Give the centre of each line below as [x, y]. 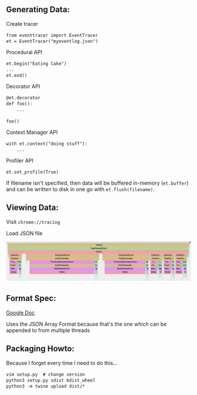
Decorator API [23, 86]
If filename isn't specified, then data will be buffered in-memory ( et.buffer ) [97, 183]
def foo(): [19, 103]
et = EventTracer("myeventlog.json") [52, 41]
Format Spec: [31, 298]
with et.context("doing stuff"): [47, 143]
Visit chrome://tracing [33, 222]
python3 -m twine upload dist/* [45, 386]
